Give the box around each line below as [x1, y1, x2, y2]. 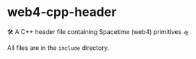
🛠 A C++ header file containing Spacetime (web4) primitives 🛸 [7, 27, 190, 35]
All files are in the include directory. [7, 43, 110, 52]
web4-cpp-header [7, 4, 117, 20]
